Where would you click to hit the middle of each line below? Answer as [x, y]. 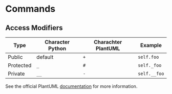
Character [57, 42]
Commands [30, 9]
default [45, 57]
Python [57, 48]
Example [151, 45]
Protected [20, 65]
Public [15, 57]
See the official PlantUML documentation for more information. [71, 86]
